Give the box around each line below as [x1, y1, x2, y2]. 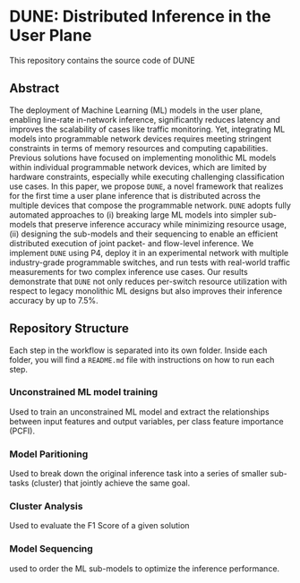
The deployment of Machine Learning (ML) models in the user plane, [9, 105, 263, 116]
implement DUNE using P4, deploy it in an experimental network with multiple [9, 247, 289, 258]
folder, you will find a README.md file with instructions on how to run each [9, 354, 275, 364]
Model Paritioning [9, 448, 89, 460]
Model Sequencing [9, 543, 94, 555]
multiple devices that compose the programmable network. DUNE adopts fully [9, 200, 291, 210]
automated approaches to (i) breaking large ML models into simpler [9, 209, 258, 220]
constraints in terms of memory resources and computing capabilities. [9, 142, 269, 153]
